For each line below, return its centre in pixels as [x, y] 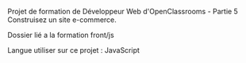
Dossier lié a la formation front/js [61, 35]
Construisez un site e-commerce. [62, 20]
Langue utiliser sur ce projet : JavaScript [74, 50]
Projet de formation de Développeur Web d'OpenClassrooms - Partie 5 [123, 11]
